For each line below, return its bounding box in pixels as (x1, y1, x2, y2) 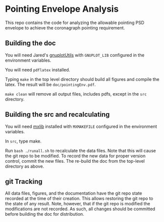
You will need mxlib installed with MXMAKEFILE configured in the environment (5, 123, 157, 129)
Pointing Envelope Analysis (5, 3, 119, 15)
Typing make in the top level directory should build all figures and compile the (5, 76, 160, 82)
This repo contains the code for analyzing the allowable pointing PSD (5, 20, 144, 25)
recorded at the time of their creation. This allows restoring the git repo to (5, 196, 153, 201)
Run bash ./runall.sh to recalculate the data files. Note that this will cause (5, 148, 156, 153)
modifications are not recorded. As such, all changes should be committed (5, 206, 156, 212)
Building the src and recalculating (5, 110, 110, 119)
